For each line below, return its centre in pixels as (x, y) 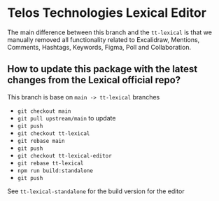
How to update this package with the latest (103, 69)
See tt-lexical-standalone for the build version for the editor (96, 191)
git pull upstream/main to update (66, 118)
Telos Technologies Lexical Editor (107, 13)
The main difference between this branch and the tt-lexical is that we (109, 32)
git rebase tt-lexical (50, 163)
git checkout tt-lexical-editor (64, 155)
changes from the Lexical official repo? (94, 80)
